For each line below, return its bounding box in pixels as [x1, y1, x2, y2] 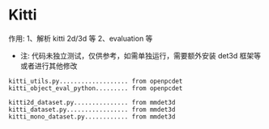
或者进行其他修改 [19, 61, 78, 71]
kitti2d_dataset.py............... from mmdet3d [8, 98, 176, 106]
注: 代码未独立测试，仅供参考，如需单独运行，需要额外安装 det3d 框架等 [19, 50, 262, 60]
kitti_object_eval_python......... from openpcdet [8, 84, 183, 92]
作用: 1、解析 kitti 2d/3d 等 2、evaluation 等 [8, 33, 153, 43]
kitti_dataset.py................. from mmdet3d [8, 105, 176, 114]
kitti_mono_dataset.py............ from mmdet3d [8, 112, 176, 121]
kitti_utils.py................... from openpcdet [8, 77, 183, 85]
